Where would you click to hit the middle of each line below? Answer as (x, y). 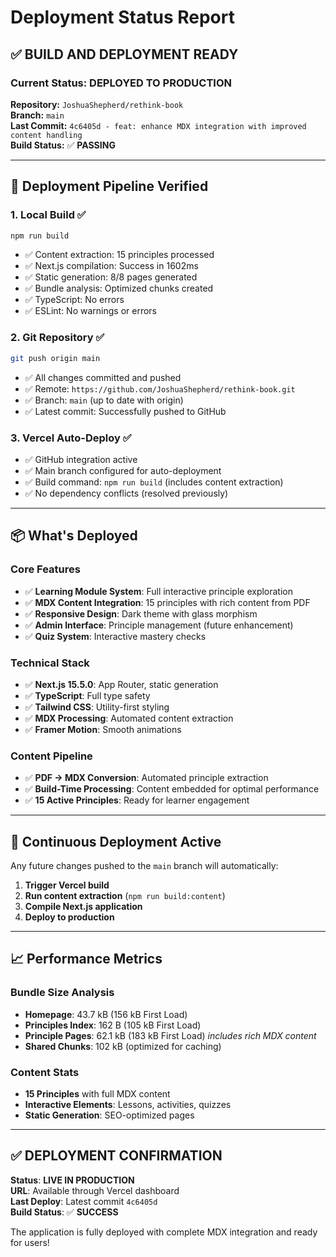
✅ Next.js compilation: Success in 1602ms (111, 266)
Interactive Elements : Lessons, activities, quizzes (128, 1104)
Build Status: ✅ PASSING (63, 145)
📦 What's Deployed (74, 536)
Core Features (45, 569)
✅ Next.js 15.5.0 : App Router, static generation (121, 684)
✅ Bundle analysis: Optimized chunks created (119, 288)
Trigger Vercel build (67, 885)
